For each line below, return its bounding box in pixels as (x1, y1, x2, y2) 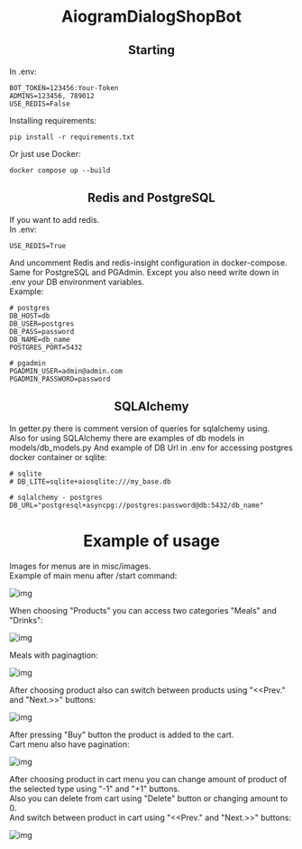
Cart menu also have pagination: (9, 738, 130, 750)
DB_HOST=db (9, 311, 50, 320)
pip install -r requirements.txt (9, 133, 135, 142)
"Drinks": (9, 614, 43, 625)
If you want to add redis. (9, 214, 100, 225)
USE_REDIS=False (9, 99, 70, 108)
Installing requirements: (9, 115, 97, 125)
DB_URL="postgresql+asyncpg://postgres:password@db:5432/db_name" (9, 501, 264, 510)
